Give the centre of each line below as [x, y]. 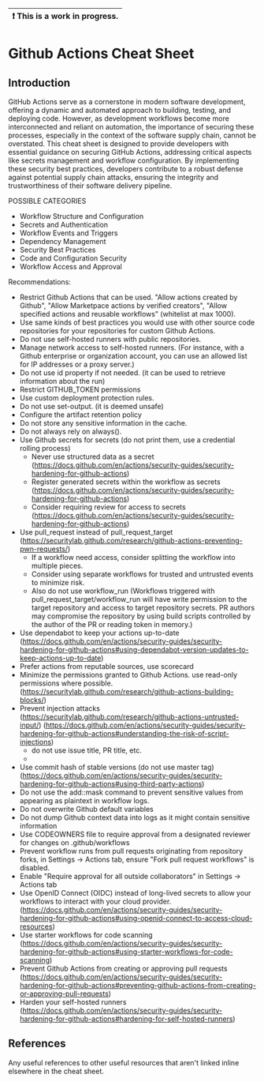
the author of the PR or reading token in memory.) [112, 624]
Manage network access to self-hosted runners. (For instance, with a [132, 348]
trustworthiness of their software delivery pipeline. [90, 186]
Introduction [39, 83]
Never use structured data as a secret [93, 456]
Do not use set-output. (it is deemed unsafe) [91, 406]
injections [35, 742]
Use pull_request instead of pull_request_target [96, 532]
